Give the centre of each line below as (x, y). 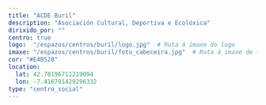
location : (25, 67)
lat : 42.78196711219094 (54, 74)
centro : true (30, 37)
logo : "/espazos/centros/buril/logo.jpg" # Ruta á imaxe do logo (122, 45)
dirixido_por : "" (37, 30)
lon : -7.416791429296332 (56, 81)
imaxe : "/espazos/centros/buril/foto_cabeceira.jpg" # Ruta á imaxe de (131, 52)
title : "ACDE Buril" (42, 15)
